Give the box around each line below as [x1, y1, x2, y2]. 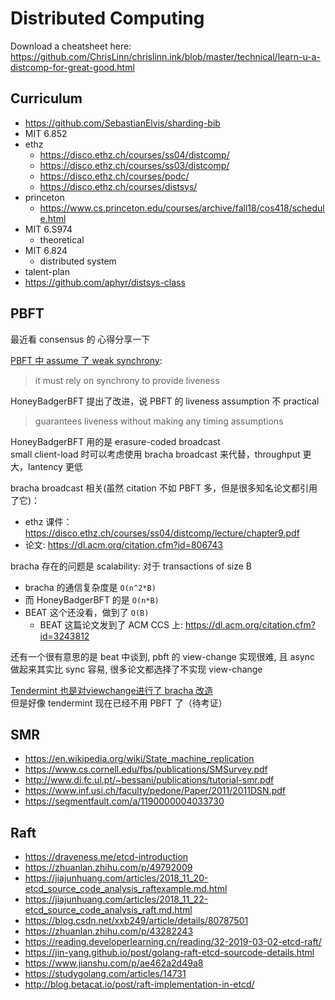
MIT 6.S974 [24, 223, 73, 235]
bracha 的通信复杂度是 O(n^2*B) [24, 581, 157, 593]
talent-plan [24, 265, 70, 277]
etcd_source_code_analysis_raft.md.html [24, 904, 193, 916]
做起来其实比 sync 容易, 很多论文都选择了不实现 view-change [10, 663, 263, 675]
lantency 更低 [27, 460, 83, 472]
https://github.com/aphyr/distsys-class [24, 276, 186, 288]
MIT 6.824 [24, 244, 68, 256]
